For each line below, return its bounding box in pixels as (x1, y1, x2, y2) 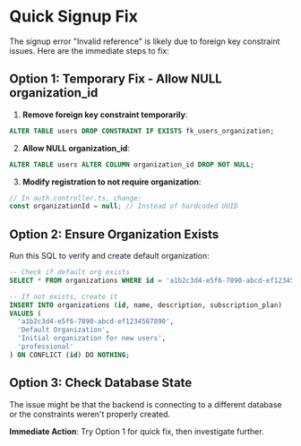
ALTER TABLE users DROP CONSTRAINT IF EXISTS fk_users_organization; (9, 126, 275, 135)
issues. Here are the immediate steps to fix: (9, 45, 169, 56)
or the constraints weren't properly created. (9, 408, 171, 419)
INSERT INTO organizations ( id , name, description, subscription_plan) (9, 300, 282, 310)
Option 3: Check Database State (9, 375, 193, 390)
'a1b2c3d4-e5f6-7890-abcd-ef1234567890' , (17, 317, 175, 326)
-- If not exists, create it (9, 292, 118, 301)
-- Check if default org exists (9, 268, 130, 277)
